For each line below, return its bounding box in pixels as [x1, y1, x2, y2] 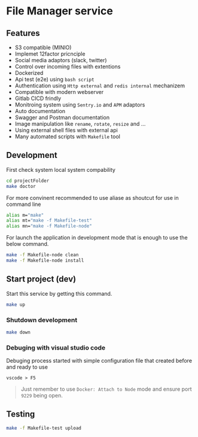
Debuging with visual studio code [6, 343, 106, 351]
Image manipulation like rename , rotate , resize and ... [14, 120, 146, 127]
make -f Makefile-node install [6, 257, 84, 264]
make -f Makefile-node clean [6, 252, 79, 258]
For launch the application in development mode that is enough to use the [6, 234, 188, 241]
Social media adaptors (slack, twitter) [14, 57, 107, 63]
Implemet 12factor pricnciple [14, 50, 86, 57]
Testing [6, 409, 35, 420]
